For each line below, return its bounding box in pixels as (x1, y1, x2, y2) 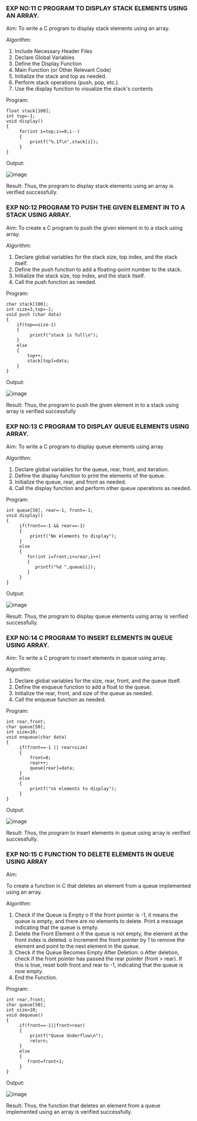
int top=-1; (6, 113, 35, 119)
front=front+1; (27, 1059, 65, 1064)
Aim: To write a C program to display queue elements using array (6, 443, 163, 450)
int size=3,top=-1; (6, 306, 54, 312)
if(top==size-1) (16, 322, 57, 328)
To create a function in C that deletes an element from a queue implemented (6, 882, 191, 889)
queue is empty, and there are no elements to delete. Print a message (14, 918, 183, 925)
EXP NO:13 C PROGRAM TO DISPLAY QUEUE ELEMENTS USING (6, 422, 190, 431)
